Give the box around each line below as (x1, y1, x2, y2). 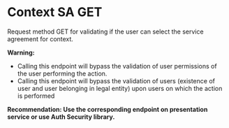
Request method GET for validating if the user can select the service (7, 27, 204, 36)
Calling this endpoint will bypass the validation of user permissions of (17, 62, 218, 70)
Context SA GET (7, 4, 103, 20)
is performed (17, 92, 55, 100)
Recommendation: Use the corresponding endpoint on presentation (7, 105, 208, 113)
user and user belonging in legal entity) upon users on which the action (17, 84, 223, 92)
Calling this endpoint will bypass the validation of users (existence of (17, 76, 215, 85)
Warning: (7, 48, 35, 57)
